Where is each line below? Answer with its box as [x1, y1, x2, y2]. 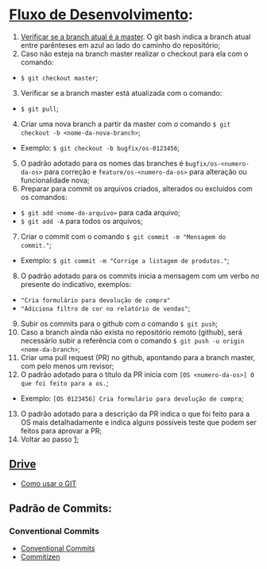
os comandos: [20, 192, 68, 202]
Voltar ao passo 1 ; [20, 434, 79, 444]
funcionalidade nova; [20, 175, 90, 185]
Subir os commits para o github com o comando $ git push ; [20, 319, 219, 328]
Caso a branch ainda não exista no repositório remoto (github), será [20, 327, 243, 336]
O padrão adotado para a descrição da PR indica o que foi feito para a [20, 409, 250, 418]
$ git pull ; [20, 104, 59, 113]
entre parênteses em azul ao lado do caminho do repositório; [20, 40, 221, 49]
